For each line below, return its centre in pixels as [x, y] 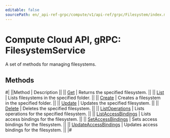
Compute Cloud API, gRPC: [63, 40]
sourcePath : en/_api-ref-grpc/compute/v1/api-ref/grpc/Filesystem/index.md [87, 15]
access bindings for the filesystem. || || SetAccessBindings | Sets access [81, 119]
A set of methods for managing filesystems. [51, 64]
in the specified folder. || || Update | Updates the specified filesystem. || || [82, 103]
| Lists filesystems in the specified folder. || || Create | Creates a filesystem [83, 98]
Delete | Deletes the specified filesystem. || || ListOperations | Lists [75, 109]
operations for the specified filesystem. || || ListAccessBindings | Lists [78, 114]
